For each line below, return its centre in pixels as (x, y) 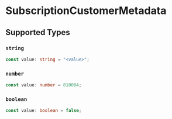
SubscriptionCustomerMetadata (86, 11)
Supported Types (38, 32)
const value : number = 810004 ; (44, 85)
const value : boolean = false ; (44, 111)
